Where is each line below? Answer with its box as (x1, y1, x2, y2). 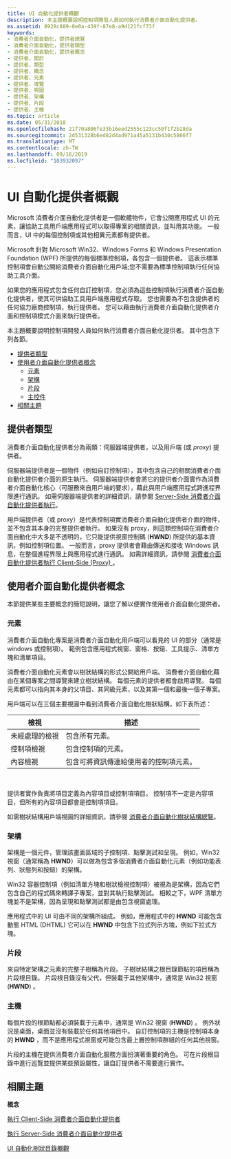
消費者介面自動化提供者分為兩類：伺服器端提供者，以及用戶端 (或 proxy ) (7, 442, 212, 451)
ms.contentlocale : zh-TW (7, 145, 78, 152)
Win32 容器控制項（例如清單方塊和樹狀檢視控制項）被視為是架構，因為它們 (7, 880, 220, 888)
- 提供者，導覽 (7, 81, 45, 88)
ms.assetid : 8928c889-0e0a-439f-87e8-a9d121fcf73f (7, 23, 155, 30)
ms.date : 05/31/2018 (7, 119, 67, 126)
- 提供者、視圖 (7, 87, 45, 94)
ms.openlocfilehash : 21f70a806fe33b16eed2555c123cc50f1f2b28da (7, 125, 192, 132)
